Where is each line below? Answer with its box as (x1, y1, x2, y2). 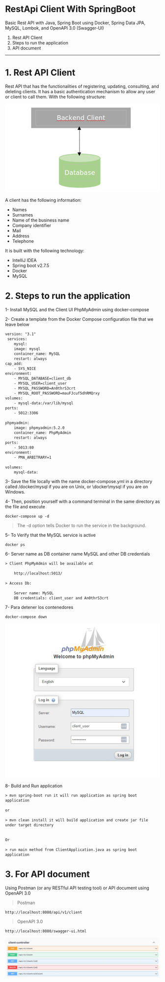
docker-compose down (5, 614, 48, 620)
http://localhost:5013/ (14, 571, 63, 576)
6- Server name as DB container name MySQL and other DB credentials (5, 551, 150, 557)
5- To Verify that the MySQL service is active (5, 532, 96, 538)
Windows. (5, 489, 26, 495)
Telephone (12, 238, 34, 244)
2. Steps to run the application (5, 290, 131, 302)
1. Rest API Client (5, 67, 76, 78)
